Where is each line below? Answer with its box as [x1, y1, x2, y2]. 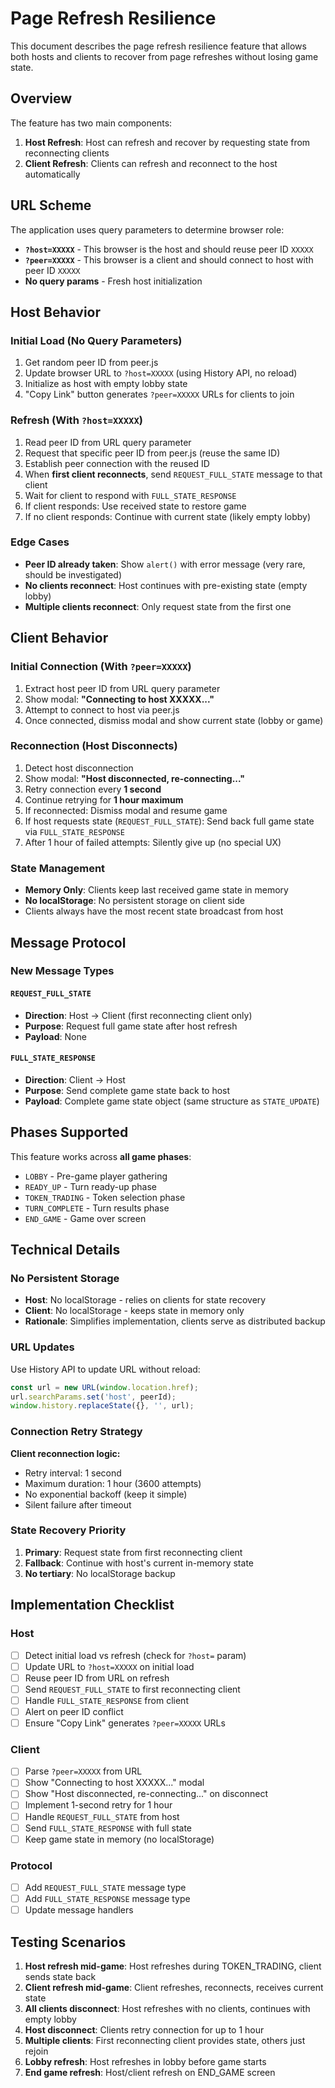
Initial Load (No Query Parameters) [10, 333, 183, 347]
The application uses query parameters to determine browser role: [10, 223, 285, 236]
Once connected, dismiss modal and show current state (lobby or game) [24, 714, 324, 726]
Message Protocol [10, 934, 127, 951]
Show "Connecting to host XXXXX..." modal [24, 1777, 205, 1789]
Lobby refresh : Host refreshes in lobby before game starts [24, 2056, 267, 2068]
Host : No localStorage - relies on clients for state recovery [24, 1294, 267, 1306]
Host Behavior [10, 303, 102, 321]
